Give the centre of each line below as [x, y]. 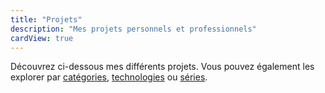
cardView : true [42, 38]
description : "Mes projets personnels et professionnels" [133, 29]
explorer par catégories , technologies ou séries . [109, 77]
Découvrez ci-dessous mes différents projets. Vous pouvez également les [162, 67]
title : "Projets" [46, 19]
